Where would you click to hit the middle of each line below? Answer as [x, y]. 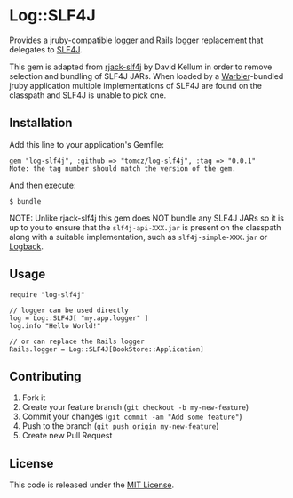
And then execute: [43, 185]
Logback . [27, 246]
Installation [41, 123]
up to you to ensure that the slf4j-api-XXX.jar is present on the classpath [145, 227]
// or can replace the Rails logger [77, 341]
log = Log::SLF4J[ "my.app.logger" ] [79, 318]
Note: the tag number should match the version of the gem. [123, 169]
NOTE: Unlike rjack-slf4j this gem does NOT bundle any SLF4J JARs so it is [146, 218]
